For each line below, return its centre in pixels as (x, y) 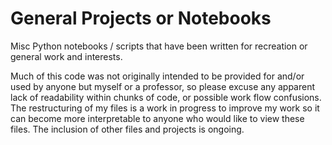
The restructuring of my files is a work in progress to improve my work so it (165, 108)
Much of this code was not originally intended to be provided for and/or (157, 76)
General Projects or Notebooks (141, 18)
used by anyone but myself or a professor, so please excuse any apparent (163, 86)
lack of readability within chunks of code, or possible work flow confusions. (166, 97)
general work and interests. (66, 56)
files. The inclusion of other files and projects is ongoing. (127, 129)
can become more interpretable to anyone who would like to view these (157, 118)
